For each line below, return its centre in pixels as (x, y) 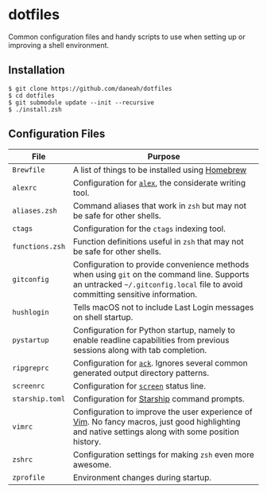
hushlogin (31, 312)
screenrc (29, 385)
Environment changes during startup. (142, 477)
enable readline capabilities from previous (151, 340)
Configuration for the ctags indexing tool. (149, 229)
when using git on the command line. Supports (161, 274)
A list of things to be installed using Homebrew (160, 170)
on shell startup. (103, 317)
